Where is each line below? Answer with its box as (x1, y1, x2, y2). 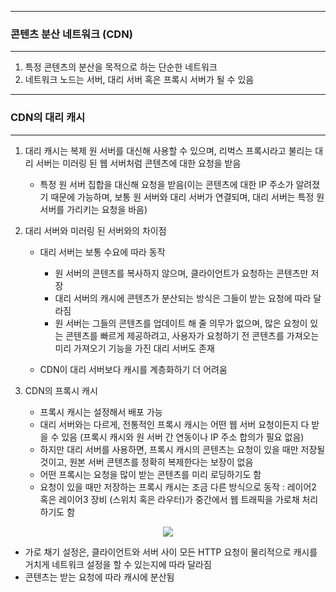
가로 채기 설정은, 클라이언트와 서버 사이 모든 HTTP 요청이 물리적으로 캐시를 (24, 546, 318, 558)
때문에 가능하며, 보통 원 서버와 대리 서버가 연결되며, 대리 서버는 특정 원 (50, 191, 325, 203)
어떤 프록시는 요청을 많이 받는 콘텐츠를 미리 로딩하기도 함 (39, 468, 262, 480)
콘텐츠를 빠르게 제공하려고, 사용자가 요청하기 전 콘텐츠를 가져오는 (65, 329, 320, 341)
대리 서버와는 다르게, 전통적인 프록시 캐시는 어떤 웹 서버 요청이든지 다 (39, 418, 310, 430)
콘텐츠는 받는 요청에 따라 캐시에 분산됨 (24, 571, 175, 583)
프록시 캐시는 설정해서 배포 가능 (39, 406, 163, 418)
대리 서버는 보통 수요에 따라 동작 (39, 246, 166, 258)
